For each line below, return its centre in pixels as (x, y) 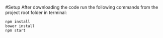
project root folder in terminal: (36, 12)
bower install (20, 26)
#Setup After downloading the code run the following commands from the (82, 7)
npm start (16, 30)
